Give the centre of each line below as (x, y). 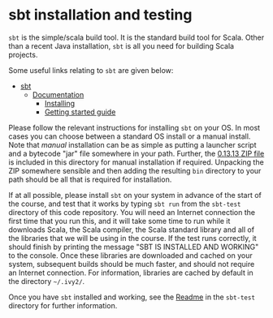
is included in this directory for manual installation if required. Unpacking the (136, 162)
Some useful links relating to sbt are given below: (91, 70)
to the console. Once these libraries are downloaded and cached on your (131, 255)
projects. (23, 54)
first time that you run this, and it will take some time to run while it (119, 221)
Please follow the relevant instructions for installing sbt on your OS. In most (134, 127)
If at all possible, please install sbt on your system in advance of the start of (135, 195)
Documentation (58, 94)
